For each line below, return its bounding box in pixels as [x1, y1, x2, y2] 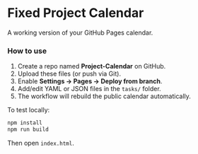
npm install [7, 119, 42, 126]
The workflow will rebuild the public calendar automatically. [17, 92, 191, 100]
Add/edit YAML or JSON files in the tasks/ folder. [17, 85, 161, 93]
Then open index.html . [7, 138, 74, 147]
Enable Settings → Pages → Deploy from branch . [17, 77, 163, 85]
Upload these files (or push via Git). [17, 69, 122, 78]
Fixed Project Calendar [7, 5, 144, 21]
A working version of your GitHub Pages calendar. [7, 28, 153, 37]
